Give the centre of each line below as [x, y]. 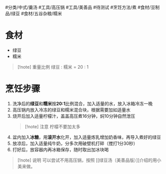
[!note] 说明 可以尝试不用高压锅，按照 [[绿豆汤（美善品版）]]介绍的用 [87, 160]
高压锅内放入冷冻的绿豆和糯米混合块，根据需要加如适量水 [71, 110]
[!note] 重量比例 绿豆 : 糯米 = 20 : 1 [53, 67]
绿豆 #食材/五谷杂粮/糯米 [37, 13]
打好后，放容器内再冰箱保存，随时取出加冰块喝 [60, 149]
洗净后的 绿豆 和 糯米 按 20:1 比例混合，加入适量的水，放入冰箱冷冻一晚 [83, 103]
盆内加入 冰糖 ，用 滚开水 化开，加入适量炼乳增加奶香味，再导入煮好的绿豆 [86, 137]
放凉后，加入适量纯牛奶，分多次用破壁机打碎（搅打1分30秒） [75, 143]
